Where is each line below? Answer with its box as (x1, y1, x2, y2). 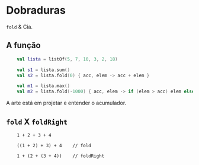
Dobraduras (6, 4, 66, 17)
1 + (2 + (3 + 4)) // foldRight (17, 153, 105, 159)
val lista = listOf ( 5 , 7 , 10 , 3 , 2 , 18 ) (17, 56, 118, 62)
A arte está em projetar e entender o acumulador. (6, 99, 127, 107)
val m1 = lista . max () (17, 83, 70, 89)
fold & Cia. (6, 23, 33, 30)
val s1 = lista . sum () (17, 66, 70, 73)
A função (6, 40, 41, 50)
